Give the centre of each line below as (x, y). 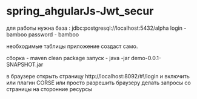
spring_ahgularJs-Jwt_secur (80, 11)
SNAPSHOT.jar (25, 64)
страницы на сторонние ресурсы (49, 89)
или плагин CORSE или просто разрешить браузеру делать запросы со (98, 83)
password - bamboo (54, 34)
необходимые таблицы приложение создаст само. (72, 46)
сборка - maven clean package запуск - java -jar (68, 58)
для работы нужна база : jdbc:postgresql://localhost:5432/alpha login (95, 28)
